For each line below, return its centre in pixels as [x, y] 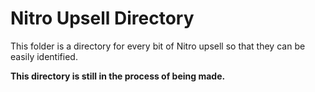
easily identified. [44, 56]
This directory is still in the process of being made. [118, 76]
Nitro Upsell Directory [102, 18]
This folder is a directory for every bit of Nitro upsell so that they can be [158, 46]
